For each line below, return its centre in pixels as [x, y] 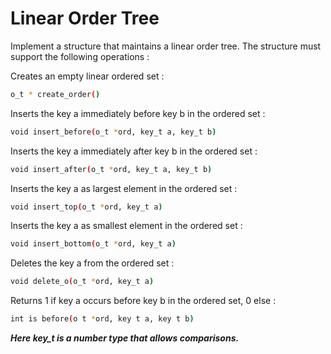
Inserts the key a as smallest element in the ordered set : [126, 226]
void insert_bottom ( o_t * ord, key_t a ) [93, 244]
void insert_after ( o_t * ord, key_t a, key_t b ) [111, 169]
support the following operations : [80, 56]
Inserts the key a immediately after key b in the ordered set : [134, 151]
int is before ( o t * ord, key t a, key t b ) [102, 319]
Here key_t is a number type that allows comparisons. [125, 338]
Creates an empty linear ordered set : [87, 76]
